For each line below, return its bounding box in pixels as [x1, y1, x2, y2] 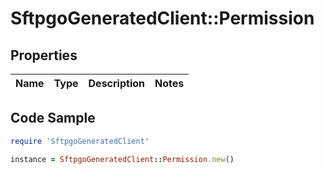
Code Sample [10, 110, 96, 127]
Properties [10, 47, 78, 64]
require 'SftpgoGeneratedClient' [10, 136, 150, 146]
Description [88, 77, 145, 90]
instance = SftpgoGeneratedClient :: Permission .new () [10, 154, 235, 164]
